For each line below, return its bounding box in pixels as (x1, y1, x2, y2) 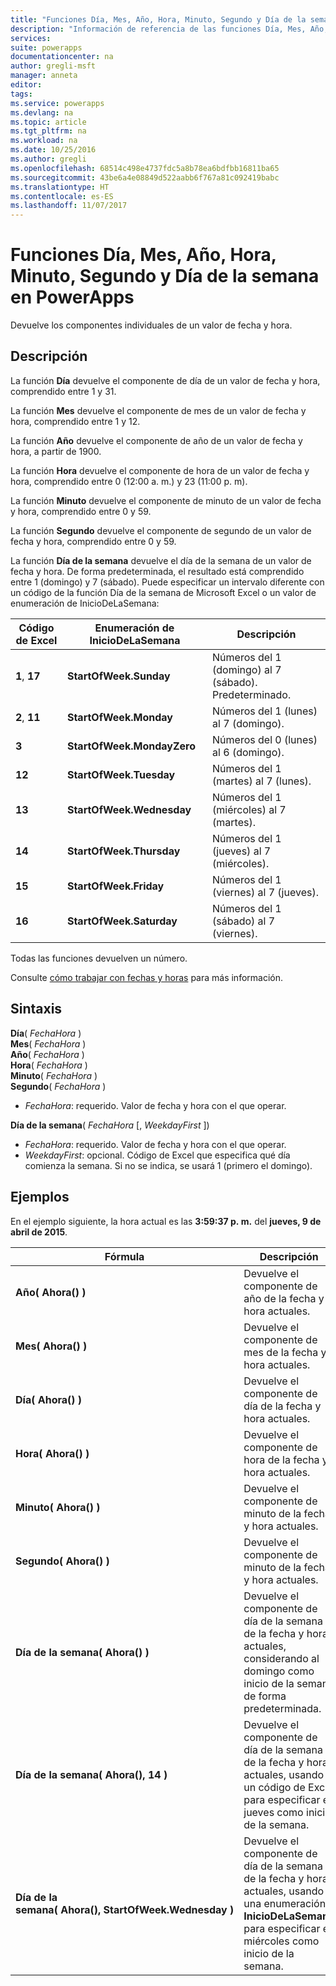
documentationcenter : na (10, 52, 114, 62)
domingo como (243, 1664, 315, 1678)
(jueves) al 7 (212, 844, 272, 858)
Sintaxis (10, 1001, 63, 1018)
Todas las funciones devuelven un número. (10, 952, 188, 964)
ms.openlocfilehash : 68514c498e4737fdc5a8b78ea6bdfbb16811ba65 (10, 163, 280, 173)
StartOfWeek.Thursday (66, 844, 181, 858)
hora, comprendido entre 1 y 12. (10, 415, 141, 427)
